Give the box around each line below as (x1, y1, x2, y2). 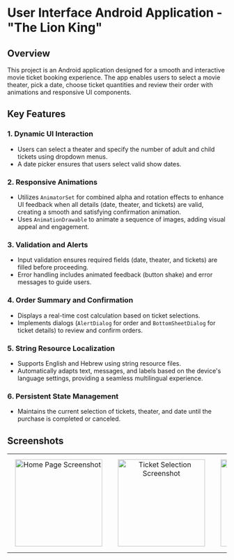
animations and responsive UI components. (7, 88, 132, 96)
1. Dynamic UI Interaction (7, 129, 94, 139)
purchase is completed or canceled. (17, 414, 121, 423)
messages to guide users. (17, 278, 92, 286)
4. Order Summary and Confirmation (7, 295, 134, 305)
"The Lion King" (7, 20, 103, 36)
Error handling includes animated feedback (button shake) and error (17, 270, 213, 279)
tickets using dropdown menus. (17, 152, 108, 161)
